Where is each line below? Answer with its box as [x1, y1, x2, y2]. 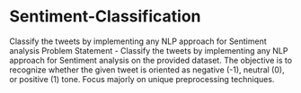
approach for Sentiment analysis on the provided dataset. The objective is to [9, 55, 293, 65]
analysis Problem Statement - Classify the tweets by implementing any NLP [9, 45, 288, 55]
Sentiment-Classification [9, 6, 201, 27]
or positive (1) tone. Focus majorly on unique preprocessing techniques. [9, 73, 275, 84]
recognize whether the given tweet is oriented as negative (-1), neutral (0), [9, 64, 285, 75]
